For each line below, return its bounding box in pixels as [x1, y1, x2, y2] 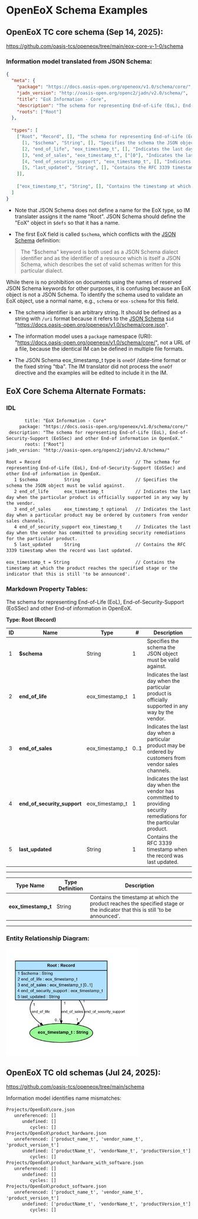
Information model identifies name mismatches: [6, 1095, 122, 1102]
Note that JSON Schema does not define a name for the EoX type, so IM [14, 206, 190, 213]
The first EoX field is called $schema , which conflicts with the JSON [14, 231, 176, 238]
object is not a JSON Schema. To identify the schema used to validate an [6, 291, 183, 298]
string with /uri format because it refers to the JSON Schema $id [14, 315, 174, 322]
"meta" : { [11, 78, 35, 84]
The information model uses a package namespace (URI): [14, 333, 153, 340]
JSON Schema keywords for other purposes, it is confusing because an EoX [6, 284, 192, 292]
